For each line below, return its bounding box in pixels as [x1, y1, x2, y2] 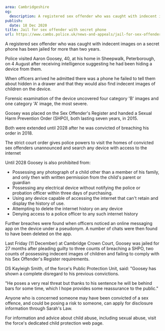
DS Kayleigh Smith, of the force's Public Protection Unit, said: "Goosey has [5, 266, 156, 272]
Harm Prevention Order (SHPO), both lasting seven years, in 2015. [5, 115, 138, 121]
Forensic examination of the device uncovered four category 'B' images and [5, 96, 159, 102]
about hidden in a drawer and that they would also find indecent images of [5, 81, 156, 87]
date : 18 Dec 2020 [9, 23, 48, 28]
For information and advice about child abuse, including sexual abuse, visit [5, 315, 156, 321]
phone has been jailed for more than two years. [5, 46, 101, 52]
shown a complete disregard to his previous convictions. [5, 271, 119, 277]
